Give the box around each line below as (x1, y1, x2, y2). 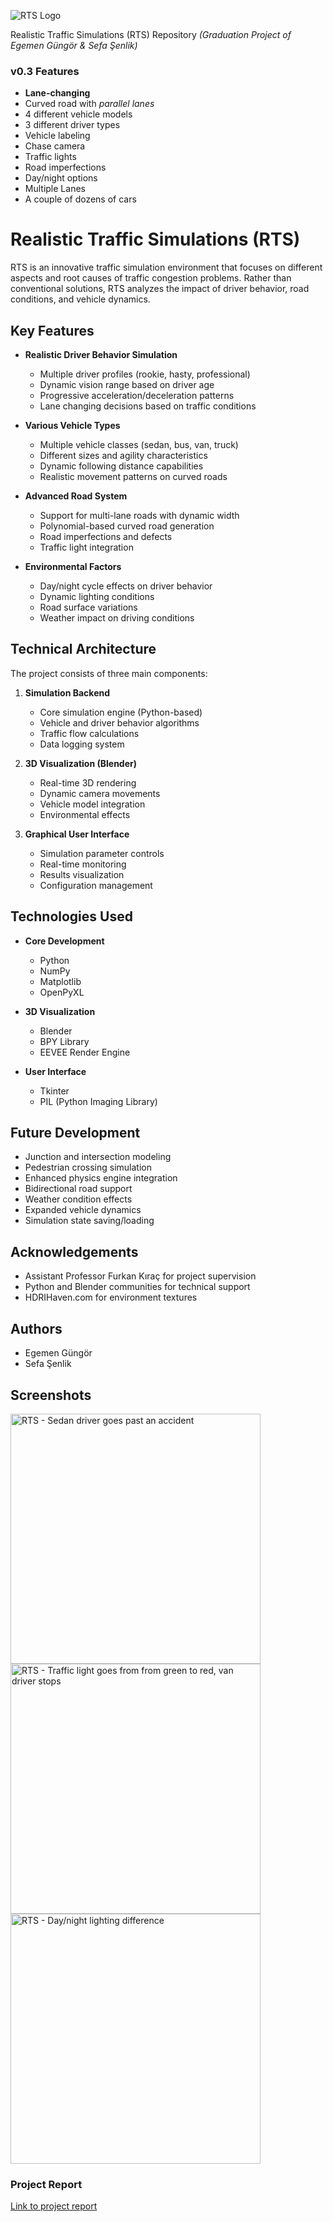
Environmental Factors (24, 561, 122, 573)
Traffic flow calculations (39, 727, 140, 739)
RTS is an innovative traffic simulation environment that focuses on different (10, 261, 323, 274)
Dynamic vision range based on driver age (39, 379, 215, 391)
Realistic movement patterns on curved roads (39, 471, 228, 483)
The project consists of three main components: (10, 667, 208, 679)
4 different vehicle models (24, 108, 133, 120)
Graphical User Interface (24, 828, 130, 840)
